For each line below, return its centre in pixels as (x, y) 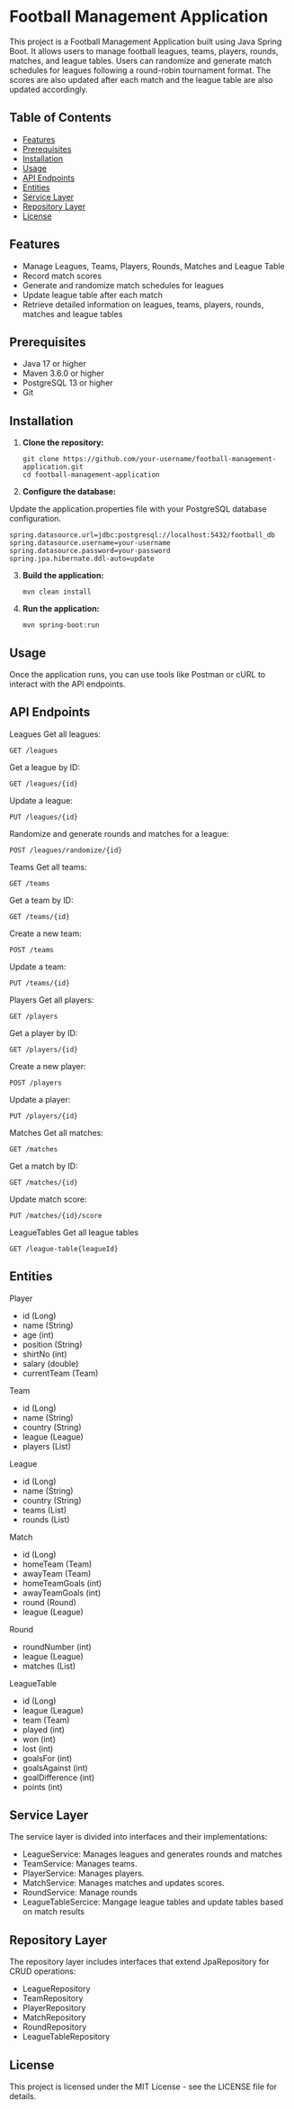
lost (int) (38, 1749)
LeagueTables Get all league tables (74, 1232)
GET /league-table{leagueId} (64, 1249)
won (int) (39, 1739)
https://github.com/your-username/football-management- (169, 459)
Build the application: (63, 576)
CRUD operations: (43, 1971)
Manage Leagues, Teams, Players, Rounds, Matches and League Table (153, 266)
